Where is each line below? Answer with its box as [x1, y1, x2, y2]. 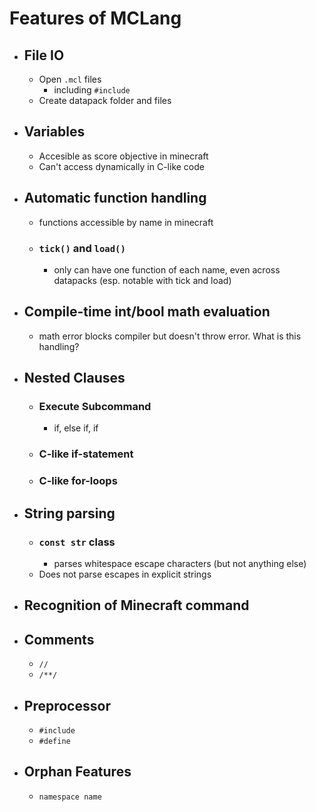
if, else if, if [53, 422, 99, 434]
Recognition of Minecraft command [23, 597, 250, 614]
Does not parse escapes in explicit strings [38, 568, 212, 580]
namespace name [38, 792, 102, 802]
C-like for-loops [38, 474, 118, 488]
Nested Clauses [23, 370, 126, 387]
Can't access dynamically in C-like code [38, 160, 205, 172]
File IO [23, 47, 65, 64]
